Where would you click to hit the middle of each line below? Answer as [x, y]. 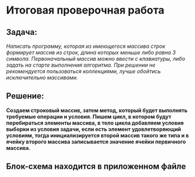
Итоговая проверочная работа [85, 10]
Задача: [22, 32]
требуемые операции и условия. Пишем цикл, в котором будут [89, 116]
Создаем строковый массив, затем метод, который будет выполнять [97, 110]
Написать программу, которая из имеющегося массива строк [86, 46]
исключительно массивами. [42, 78]
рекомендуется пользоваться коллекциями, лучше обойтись [84, 71]
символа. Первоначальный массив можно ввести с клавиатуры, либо [96, 59]
